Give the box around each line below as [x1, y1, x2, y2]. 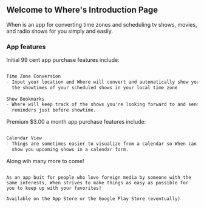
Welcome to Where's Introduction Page [6, 5, 158, 15]
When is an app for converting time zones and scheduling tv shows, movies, [6, 21, 197, 28]
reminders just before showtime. [12, 107, 97, 113]
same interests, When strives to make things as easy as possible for [6, 179, 189, 186]
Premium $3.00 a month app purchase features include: [6, 118, 146, 126]
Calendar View [6, 135, 42, 141]
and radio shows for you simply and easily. [6, 27, 114, 35]
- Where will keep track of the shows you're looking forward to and [6, 101, 186, 108]
